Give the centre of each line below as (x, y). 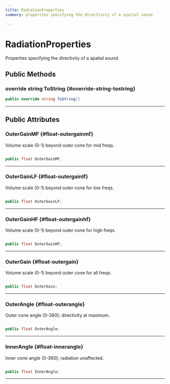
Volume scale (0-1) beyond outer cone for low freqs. (60, 188)
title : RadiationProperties (35, 10)
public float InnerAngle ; (32, 372)
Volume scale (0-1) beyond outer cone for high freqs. (61, 230)
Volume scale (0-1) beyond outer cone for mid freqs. (60, 145)
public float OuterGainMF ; (34, 159)
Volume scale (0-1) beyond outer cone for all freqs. (58, 273)
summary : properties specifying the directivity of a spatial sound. (80, 15)
